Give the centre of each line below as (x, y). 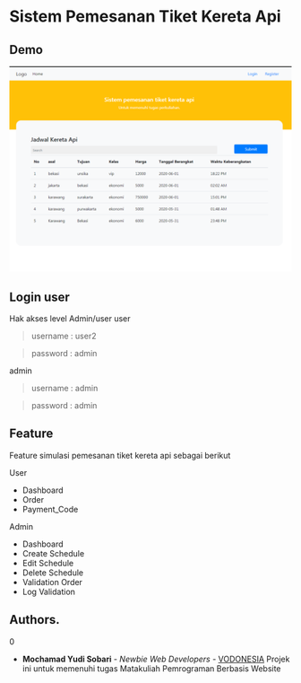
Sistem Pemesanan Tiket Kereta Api (145, 17)
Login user (39, 297)
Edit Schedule (48, 563)
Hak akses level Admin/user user (70, 319)
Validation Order (52, 582)
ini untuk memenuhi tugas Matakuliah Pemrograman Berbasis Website (151, 668)
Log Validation (49, 591)
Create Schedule (53, 553)
